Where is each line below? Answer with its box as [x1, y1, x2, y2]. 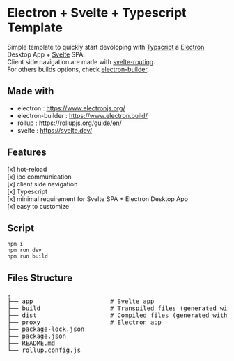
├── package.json [7, 332, 66, 340]
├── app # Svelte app [7, 297, 155, 305]
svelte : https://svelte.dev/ [17, 126, 93, 134]
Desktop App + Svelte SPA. [7, 50, 86, 59]
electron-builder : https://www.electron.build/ [17, 111, 148, 119]
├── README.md [7, 339, 56, 347]
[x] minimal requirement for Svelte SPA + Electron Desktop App [7, 194, 189, 203]
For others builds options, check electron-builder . [7, 65, 150, 73]
